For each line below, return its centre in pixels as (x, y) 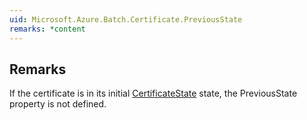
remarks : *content (47, 29)
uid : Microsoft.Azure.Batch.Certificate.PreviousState (126, 19)
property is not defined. (58, 104)
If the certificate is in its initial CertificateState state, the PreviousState (153, 93)
